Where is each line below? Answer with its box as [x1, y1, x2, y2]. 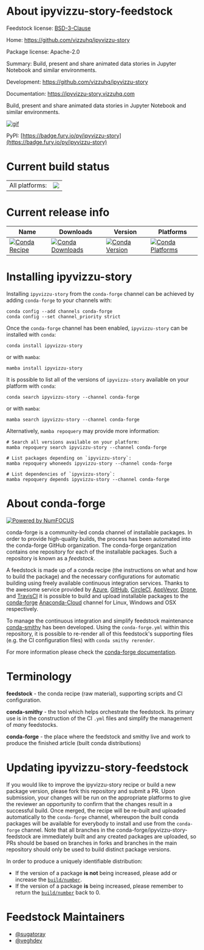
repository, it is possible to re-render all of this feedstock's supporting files [6, 630, 193, 637]
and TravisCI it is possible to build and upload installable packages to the [6, 592, 189, 599]
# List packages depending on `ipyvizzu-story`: [6, 455, 132, 461]
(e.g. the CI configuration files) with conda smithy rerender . [6, 636, 155, 644]
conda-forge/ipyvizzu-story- [116, 826, 188, 834]
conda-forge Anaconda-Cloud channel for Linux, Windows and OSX [6, 599, 177, 606]
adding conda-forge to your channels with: [6, 296, 112, 304]
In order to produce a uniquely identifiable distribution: [6, 857, 143, 865]
